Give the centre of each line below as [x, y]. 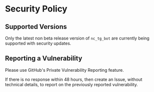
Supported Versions [36, 27]
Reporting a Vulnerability [44, 59]
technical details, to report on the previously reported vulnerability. [71, 84]
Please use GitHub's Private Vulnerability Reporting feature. [65, 70]
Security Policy [36, 9]
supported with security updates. [38, 43]
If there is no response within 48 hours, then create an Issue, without [74, 79]
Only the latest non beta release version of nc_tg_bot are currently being [77, 38]
